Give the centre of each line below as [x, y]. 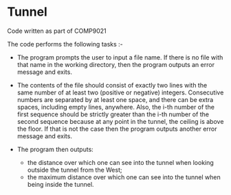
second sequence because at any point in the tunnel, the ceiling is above [120, 121]
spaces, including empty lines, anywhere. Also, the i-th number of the [116, 107]
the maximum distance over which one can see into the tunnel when [124, 177]
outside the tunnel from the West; [75, 170]
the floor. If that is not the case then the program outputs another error [117, 129]
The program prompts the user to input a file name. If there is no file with [120, 57]
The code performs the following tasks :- [65, 44]
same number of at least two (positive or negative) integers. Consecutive [120, 92]
